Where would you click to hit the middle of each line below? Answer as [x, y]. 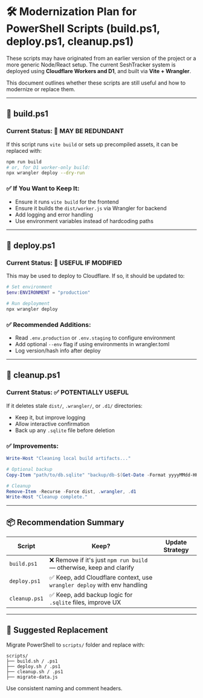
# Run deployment [28, 303]
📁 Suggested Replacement [57, 630]
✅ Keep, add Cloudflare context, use [101, 578]
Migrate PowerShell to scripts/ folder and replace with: [76, 645]
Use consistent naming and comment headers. [64, 688]
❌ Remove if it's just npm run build [98, 560]
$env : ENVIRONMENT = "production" [48, 293]
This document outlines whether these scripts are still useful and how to [96, 83]
